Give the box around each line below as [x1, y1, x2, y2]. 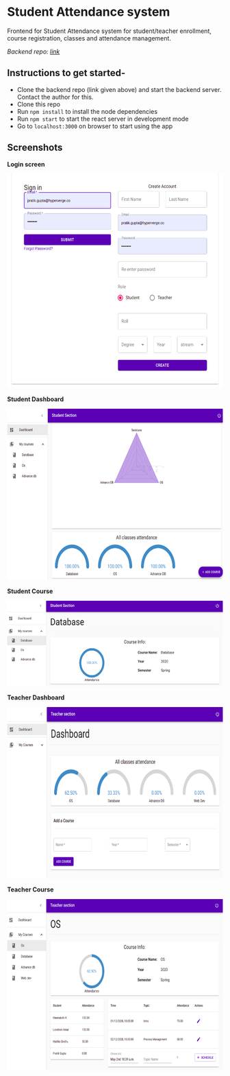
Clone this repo [16, 100, 60, 108]
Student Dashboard [7, 395, 64, 403]
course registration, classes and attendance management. [7, 34, 171, 42]
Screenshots [7, 142, 63, 154]
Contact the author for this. [16, 93, 94, 101]
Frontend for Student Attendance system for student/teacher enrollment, [7, 27, 212, 35]
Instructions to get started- [7, 67, 126, 79]
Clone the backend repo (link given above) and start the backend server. [16, 85, 222, 93]
